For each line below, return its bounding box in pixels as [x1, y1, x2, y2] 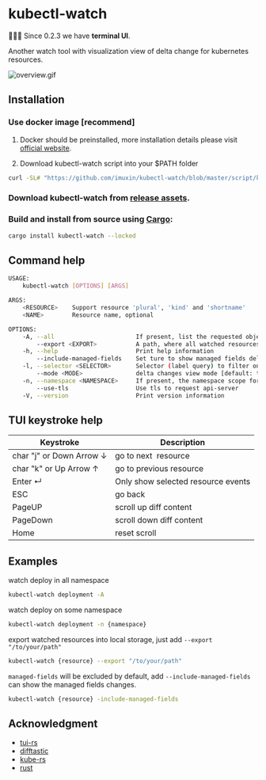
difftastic [19, 746, 49, 756]
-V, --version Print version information [22, 391, 225, 400]
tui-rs [19, 738, 38, 748]
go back [114, 489, 146, 500]
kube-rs [19, 755, 46, 764]
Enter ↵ [12, 476, 42, 487]
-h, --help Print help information [22, 348, 215, 356]
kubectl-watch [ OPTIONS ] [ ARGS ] [22, 282, 129, 290]
